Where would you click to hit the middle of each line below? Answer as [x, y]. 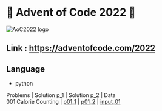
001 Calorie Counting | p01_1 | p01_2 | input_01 [63, 102]
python [24, 84]
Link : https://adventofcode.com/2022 [81, 48]
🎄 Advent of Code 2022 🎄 [71, 12]
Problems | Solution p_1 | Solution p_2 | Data [61, 95]
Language [26, 69]
